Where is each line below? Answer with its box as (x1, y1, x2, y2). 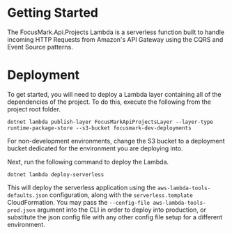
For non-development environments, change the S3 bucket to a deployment (7, 136, 225, 145)
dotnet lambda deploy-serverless (7, 171, 105, 178)
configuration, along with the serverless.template (49, 190, 193, 199)
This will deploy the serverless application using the (7, 183, 156, 192)
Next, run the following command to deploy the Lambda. (7, 157, 169, 166)
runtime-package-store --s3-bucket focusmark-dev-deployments (7, 124, 192, 132)
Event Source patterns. (7, 42, 73, 51)
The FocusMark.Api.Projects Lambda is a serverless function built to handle (7, 28, 225, 36)
